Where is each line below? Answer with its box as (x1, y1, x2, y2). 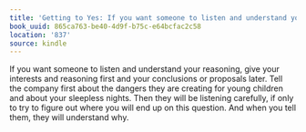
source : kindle (9, 38, 67, 48)
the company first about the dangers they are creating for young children (9, 83, 284, 94)
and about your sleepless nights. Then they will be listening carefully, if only (9, 93, 294, 104)
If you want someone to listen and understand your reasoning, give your (9, 64, 280, 75)
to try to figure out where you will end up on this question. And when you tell (9, 102, 297, 114)
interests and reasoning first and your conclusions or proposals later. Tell (9, 74, 283, 85)
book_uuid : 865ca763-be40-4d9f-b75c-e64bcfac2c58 (9, 22, 202, 31)
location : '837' (9, 30, 71, 39)
